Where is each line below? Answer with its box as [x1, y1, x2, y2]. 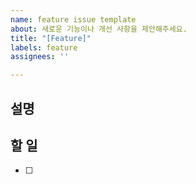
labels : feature [10, 42, 78, 53]
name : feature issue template [10, 14, 137, 25]
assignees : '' [10, 52, 70, 62]
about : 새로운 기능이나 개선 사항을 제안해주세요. [10, 24, 188, 34]
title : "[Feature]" [10, 33, 92, 43]
